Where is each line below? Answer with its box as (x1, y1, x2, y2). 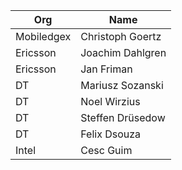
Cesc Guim (80, 144, 133, 157)
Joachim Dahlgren (80, 46, 167, 59)
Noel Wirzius (80, 95, 141, 108)
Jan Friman (80, 62, 133, 76)
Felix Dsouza (80, 127, 142, 141)
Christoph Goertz (80, 30, 162, 43)
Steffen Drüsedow (80, 111, 166, 124)
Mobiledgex (15, 30, 72, 43)
